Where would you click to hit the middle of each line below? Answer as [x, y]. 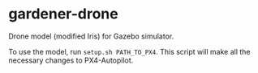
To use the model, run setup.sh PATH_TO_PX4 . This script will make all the [129, 51]
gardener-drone [64, 14]
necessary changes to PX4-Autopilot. [71, 60]
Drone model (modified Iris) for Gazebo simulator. [91, 36]
